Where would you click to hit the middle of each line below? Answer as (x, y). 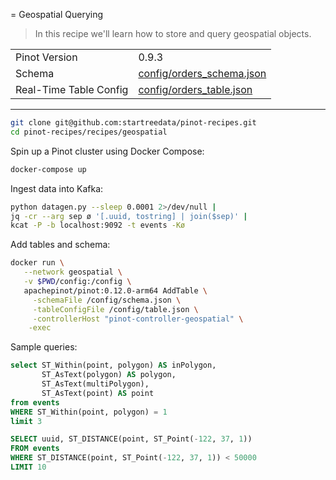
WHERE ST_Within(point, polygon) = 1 (89, 412)
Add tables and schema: (60, 245)
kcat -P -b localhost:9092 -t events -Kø (98, 225)
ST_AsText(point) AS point (98, 393)
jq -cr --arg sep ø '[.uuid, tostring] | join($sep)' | (129, 216)
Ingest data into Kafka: (57, 188)
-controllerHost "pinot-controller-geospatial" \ (138, 319)
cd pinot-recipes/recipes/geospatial (89, 132)
